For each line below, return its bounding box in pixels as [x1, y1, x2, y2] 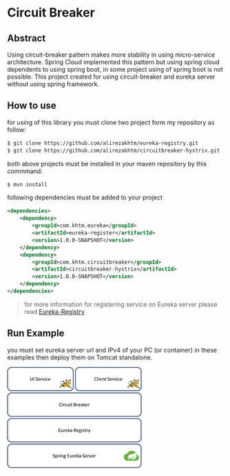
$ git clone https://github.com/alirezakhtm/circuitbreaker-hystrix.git [7, 147, 220, 154]
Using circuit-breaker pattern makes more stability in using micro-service [7, 50, 216, 59]
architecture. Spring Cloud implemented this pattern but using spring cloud [7, 58, 220, 66]
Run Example [7, 328, 65, 339]
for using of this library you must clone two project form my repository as [7, 118, 215, 126]
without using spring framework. [7, 80, 100, 88]
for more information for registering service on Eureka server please [23, 300, 218, 308]
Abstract [7, 32, 46, 44]
